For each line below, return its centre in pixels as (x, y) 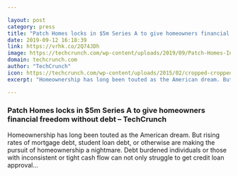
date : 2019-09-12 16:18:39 (47, 40)
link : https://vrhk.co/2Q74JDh (53, 47)
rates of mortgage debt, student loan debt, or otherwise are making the (111, 142)
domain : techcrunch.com (42, 60)
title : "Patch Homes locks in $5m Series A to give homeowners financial (119, 33)
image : (17, 53)
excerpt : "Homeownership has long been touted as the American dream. (114, 79)
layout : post (27, 20)
